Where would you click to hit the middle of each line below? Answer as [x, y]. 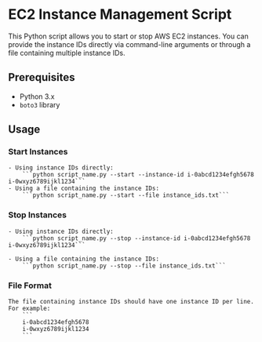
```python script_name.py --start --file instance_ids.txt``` [126, 195]
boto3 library [40, 104]
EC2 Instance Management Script [120, 15]
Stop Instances [37, 215]
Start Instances [38, 152]
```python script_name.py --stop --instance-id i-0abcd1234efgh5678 [136, 238]
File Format [30, 286]
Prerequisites [42, 77]
